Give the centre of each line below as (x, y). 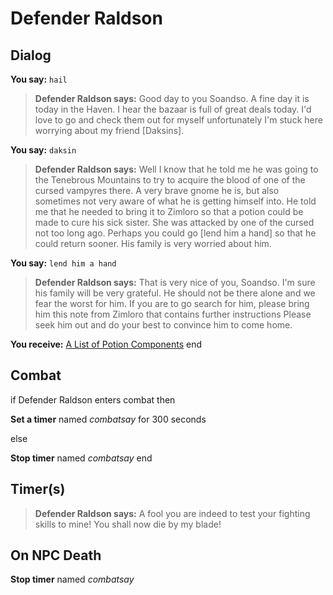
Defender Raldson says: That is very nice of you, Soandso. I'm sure (175, 282)
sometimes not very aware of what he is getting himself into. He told (175, 201)
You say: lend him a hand (63, 263)
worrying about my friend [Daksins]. (109, 130)
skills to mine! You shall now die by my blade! (128, 524)
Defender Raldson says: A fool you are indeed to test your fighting (172, 513)
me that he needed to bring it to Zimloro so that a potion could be (169, 211)
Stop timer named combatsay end (81, 458)
